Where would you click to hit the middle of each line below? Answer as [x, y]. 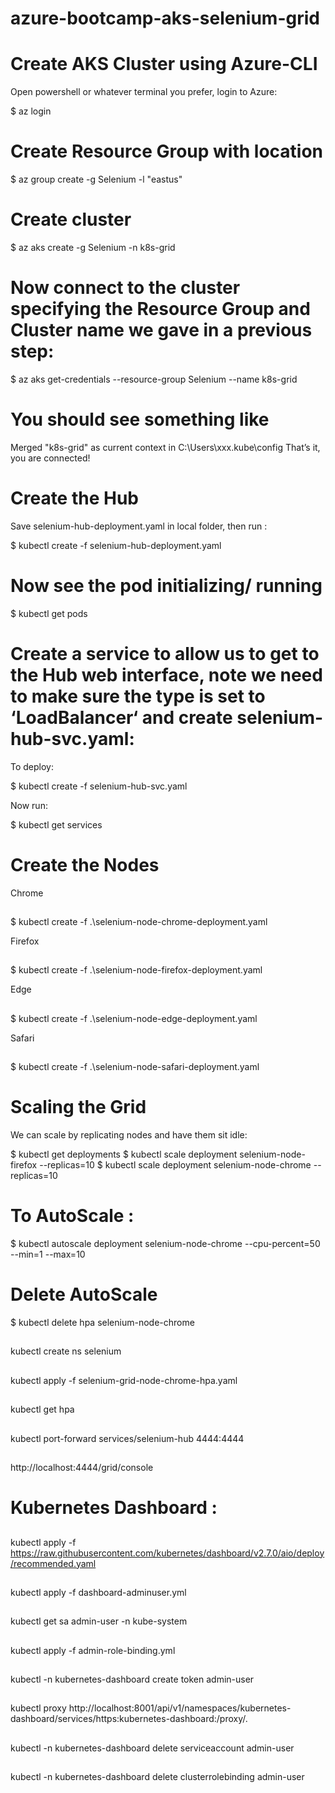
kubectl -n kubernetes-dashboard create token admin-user [132, 1679]
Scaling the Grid [78, 1107]
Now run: [29, 805]
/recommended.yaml [53, 1563]
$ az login [31, 111]
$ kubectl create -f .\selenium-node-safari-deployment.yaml [135, 1067]
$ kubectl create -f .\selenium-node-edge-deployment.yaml [134, 1018]
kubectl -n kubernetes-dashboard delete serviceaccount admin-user [152, 1748]
